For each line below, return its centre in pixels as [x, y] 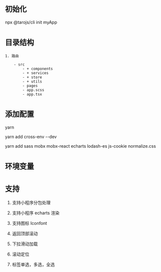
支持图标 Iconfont [30, 223]
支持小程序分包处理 [31, 203]
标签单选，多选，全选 [33, 264]
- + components [38, 68]
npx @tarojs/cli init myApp [31, 22]
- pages [30, 85]
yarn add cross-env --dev [31, 136]
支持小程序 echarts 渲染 [36, 213]
